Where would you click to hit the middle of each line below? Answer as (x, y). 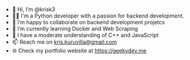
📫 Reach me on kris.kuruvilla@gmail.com (64, 42)
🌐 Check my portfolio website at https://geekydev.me (79, 51)
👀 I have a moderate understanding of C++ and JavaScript (85, 35)
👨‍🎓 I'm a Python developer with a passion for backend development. (98, 16)
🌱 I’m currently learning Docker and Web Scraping (75, 28)
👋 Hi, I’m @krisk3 (33, 9)
